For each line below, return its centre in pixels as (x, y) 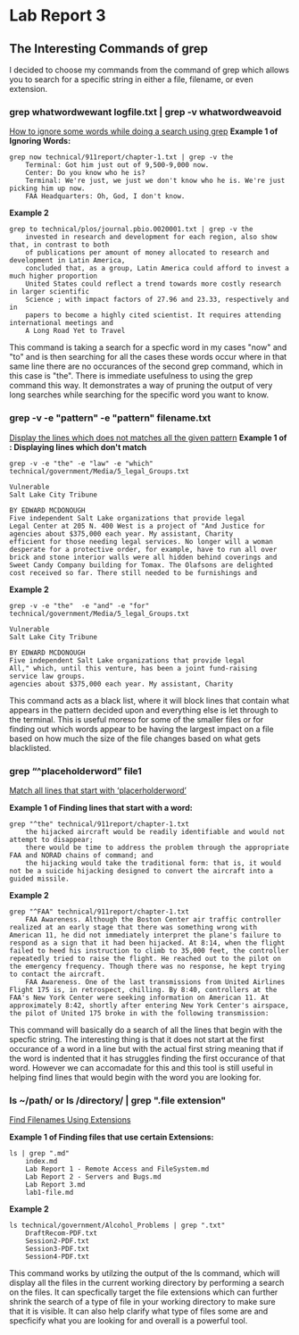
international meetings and (62, 323)
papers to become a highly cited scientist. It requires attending (153, 315)
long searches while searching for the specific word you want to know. (139, 395)
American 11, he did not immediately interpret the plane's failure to (145, 935)
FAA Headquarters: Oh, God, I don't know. (105, 196)
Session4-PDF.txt (58, 1257)
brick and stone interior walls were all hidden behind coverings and (143, 557)
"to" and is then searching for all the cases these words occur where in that (148, 357)
